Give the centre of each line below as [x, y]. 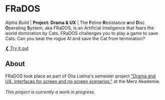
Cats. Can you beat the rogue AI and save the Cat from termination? [75, 38]
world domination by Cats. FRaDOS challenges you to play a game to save [82, 33]
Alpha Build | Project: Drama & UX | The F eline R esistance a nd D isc [75, 22]
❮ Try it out [17, 48]
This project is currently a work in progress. [50, 92]
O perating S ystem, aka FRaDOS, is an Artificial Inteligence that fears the [80, 27]
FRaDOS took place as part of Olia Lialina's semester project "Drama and [80, 76]
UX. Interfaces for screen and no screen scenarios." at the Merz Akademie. [83, 81]
